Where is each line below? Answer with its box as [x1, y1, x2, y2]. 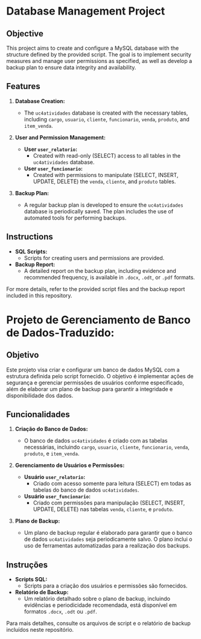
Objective [6, 28, 44, 39]
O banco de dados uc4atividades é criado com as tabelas [24, 437, 168, 444]
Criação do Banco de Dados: [14, 426, 88, 433]
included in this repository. [6, 292, 72, 299]
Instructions [6, 232, 53, 242]
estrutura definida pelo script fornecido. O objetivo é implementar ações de [6, 372, 194, 380]
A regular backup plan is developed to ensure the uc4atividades [24, 201, 183, 209]
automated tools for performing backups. [24, 214, 127, 221]
